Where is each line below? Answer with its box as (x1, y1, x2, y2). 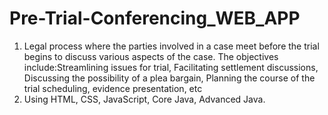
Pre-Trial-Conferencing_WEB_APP (9, 7, 301, 30)
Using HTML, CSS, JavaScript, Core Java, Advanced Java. (23, 93, 266, 105)
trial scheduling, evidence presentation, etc (23, 82, 203, 94)
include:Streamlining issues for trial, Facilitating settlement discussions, (23, 61, 319, 73)
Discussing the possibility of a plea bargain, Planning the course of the (23, 72, 316, 84)
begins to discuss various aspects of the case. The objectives (23, 50, 279, 62)
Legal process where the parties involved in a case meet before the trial (23, 40, 320, 52)
